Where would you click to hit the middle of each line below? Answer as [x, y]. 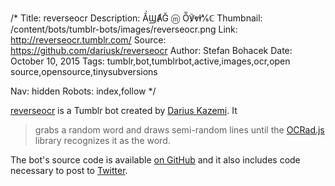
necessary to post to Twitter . [69, 170]
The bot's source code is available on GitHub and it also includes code [155, 160]
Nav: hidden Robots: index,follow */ [83, 91]
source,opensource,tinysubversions [84, 71]
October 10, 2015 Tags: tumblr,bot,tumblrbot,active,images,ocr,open [150, 61]
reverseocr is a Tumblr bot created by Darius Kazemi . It [124, 110]
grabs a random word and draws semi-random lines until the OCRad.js [179, 130]
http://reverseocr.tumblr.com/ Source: [88, 40]
